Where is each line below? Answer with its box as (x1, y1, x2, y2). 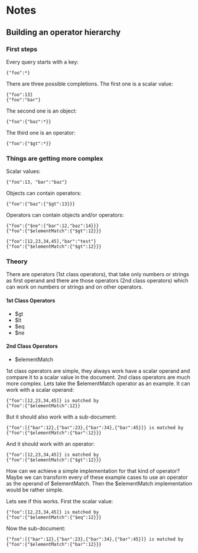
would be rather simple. (6, 486, 64, 493)
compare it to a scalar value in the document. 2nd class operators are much (6, 373, 190, 381)
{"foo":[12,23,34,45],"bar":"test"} (6, 238, 96, 245)
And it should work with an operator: (6, 440, 95, 447)
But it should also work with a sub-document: (6, 413, 117, 420)
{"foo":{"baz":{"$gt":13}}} (6, 201, 76, 207)
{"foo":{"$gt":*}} (6, 140, 51, 146)
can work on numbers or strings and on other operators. (6, 283, 143, 290)
